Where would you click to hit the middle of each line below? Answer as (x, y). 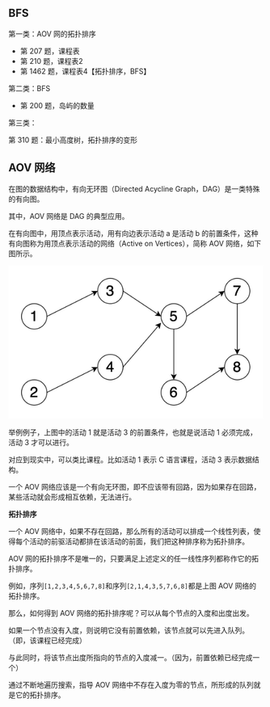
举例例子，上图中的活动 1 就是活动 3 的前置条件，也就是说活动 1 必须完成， (133, 432)
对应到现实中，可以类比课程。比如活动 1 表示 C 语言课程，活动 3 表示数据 (131, 459)
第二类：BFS (30, 88)
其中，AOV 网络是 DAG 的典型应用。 (69, 216)
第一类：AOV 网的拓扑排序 (53, 34)
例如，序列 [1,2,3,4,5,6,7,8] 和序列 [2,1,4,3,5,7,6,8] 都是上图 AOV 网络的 (133, 586)
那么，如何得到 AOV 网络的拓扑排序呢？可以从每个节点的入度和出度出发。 (131, 612)
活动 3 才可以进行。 (41, 442)
